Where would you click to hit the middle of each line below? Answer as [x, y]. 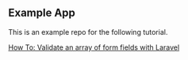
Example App [42, 13]
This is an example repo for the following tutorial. [88, 32]
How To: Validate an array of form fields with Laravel [94, 47]
